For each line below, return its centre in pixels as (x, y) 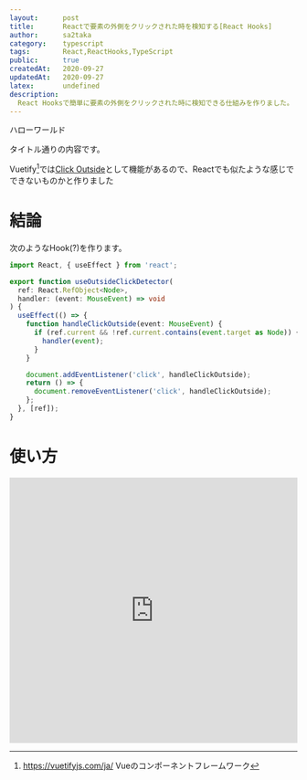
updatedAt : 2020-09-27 (57, 78)
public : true (44, 60)
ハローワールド (37, 130)
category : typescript (57, 43)
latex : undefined (55, 86)
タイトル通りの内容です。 (57, 149)
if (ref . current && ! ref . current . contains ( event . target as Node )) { (167, 333)
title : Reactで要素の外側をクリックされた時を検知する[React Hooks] (141, 26)
